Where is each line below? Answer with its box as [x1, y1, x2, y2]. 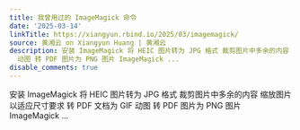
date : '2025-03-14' [9, 22, 83, 30]
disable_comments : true [9, 64, 99, 73]
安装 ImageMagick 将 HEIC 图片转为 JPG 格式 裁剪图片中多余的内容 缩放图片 [9, 89, 292, 100]
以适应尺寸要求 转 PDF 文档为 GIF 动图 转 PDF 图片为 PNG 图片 [9, 100, 242, 110]
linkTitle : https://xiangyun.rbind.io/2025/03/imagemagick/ [9, 30, 240, 39]
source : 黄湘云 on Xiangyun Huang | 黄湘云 [9, 38, 166, 48]
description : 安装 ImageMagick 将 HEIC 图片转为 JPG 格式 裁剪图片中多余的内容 [9, 47, 289, 56]
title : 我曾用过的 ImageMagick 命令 [9, 13, 137, 22]
